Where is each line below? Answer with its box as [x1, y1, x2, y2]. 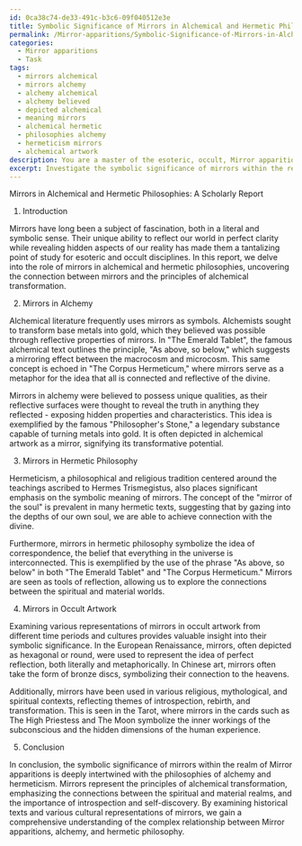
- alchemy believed [17, 96, 91, 106]
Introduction [22, 206, 68, 217]
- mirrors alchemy [17, 80, 87, 89]
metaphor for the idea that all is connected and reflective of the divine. [9, 373, 271, 383]
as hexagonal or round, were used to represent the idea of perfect [9, 650, 254, 661]
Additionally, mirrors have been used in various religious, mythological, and [9, 686, 288, 697]
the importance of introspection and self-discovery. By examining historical [9, 797, 289, 808]
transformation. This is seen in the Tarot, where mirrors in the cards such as [9, 706, 290, 716]
